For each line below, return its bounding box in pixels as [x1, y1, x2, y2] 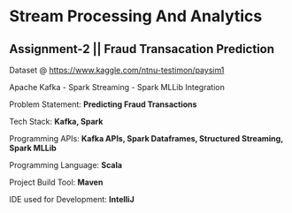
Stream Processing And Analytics [9, 6, 263, 27]
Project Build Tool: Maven [9, 177, 104, 187]
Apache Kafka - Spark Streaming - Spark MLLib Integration [9, 82, 226, 92]
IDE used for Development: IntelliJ [9, 194, 134, 204]
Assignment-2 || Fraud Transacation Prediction [9, 42, 275, 57]
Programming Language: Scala [9, 160, 122, 170]
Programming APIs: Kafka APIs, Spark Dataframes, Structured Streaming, [9, 133, 283, 143]
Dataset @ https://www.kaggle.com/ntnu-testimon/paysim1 [9, 65, 225, 75]
